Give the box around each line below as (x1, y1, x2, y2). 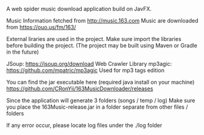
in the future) (6, 48, 40, 56)
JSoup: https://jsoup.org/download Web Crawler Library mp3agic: (6, 60, 172, 67)
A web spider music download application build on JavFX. (6, 5, 152, 12)
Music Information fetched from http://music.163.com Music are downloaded (6, 17, 199, 24)
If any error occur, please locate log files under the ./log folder (6, 122, 163, 129)
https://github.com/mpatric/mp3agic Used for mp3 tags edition (6, 67, 164, 74)
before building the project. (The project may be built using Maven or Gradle (6, 42, 198, 49)
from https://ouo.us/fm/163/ (6, 24, 76, 31)
